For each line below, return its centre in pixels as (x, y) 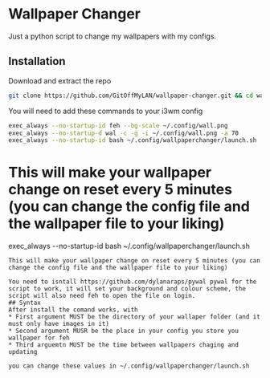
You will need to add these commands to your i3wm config (106, 111)
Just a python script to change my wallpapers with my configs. (112, 36)
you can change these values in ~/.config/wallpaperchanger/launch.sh (129, 366)
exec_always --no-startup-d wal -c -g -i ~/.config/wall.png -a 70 (124, 133)
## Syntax (25, 303)
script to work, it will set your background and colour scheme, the (127, 289)
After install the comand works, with (73, 310)
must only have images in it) (59, 324)
